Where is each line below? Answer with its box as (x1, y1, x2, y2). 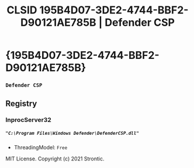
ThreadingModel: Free (13, 144, 68, 151)
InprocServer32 (5, 116, 52, 124)
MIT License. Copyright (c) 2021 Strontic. (5, 155, 105, 162)
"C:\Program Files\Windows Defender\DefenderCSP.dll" (5, 131, 140, 136)
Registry (5, 99, 37, 108)
